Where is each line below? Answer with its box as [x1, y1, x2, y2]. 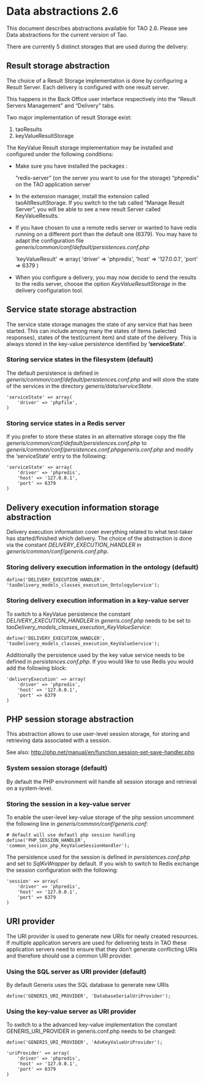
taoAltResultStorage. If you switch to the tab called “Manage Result [15, 199, 185, 206]
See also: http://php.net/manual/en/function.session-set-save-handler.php [6, 749, 195, 756]
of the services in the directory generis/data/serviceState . [6, 382, 153, 389]
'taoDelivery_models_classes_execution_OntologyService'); [6, 582, 160, 588]
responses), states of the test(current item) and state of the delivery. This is [6, 334, 197, 341]
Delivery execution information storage [6, 502, 159, 512]
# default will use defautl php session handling [6, 831, 136, 838]
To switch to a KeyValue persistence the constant [6, 610, 131, 618]
